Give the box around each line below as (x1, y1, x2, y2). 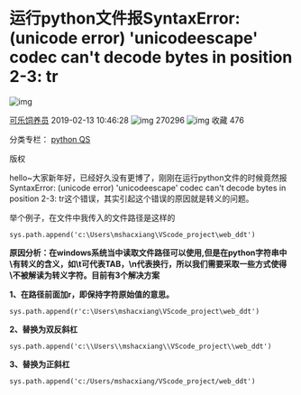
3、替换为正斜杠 (9, 358, 70, 370)
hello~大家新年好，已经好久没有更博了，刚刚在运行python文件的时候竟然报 (9, 172, 287, 183)
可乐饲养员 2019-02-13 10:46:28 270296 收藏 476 (9, 115, 245, 125)
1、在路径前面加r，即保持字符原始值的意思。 (9, 289, 174, 299)
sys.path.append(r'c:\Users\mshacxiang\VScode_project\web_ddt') (9, 307, 260, 316)
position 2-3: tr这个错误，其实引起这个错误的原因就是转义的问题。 (9, 193, 254, 204)
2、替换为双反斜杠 (9, 324, 78, 335)
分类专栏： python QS (9, 133, 91, 144)
